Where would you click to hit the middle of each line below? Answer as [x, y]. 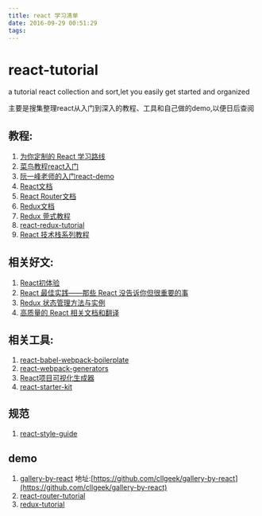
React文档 [36, 186]
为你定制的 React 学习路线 [62, 157]
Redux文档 [37, 206]
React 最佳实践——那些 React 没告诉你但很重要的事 [104, 292]
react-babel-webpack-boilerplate [74, 360]
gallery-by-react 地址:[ [56, 479]
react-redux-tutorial [52, 225]
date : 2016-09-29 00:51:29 [53, 23]
